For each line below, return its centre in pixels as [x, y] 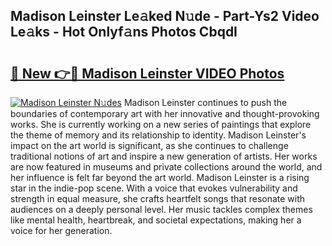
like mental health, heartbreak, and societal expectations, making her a [156, 220]
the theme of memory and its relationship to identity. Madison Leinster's [158, 135]
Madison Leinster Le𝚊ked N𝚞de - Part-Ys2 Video [165, 16]
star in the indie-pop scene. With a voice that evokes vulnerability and [154, 188]
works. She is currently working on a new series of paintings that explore [161, 124]
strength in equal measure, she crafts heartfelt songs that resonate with [158, 198]
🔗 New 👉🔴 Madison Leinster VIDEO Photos [147, 73]
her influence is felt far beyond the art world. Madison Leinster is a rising [160, 177]
